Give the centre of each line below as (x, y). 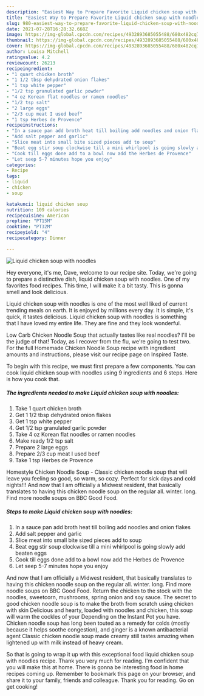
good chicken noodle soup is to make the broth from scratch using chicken (100, 603)
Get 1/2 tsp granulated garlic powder (61, 427)
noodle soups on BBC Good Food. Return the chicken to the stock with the (99, 591)
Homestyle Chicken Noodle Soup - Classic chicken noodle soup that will (97, 472)
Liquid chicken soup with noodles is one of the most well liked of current (97, 304)
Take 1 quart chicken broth (48, 408)
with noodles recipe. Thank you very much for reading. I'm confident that (98, 661)
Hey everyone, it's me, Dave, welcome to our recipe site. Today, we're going (102, 272)
